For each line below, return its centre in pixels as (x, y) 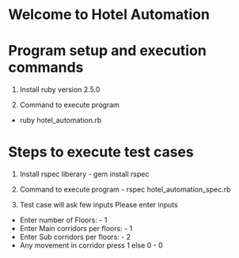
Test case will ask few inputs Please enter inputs (99, 205)
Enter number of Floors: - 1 (63, 220)
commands (46, 68)
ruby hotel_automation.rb (61, 120)
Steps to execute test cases (101, 152)
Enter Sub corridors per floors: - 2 (75, 237)
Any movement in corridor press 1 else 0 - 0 (91, 245)
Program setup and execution (108, 51)
